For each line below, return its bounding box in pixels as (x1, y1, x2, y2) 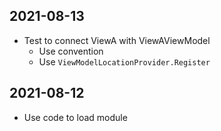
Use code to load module (23, 111, 128, 123)
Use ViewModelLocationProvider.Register (38, 55, 211, 68)
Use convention (38, 45, 104, 57)
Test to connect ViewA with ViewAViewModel (23, 34, 211, 46)
